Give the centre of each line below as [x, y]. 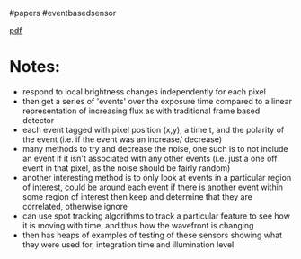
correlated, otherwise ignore [75, 206]
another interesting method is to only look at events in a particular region [157, 177]
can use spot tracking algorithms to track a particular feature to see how [156, 216]
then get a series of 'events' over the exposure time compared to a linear [157, 101]
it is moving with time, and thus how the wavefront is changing [138, 225]
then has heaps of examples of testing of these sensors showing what [152, 235]
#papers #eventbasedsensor [63, 13]
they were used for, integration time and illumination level [128, 244]
